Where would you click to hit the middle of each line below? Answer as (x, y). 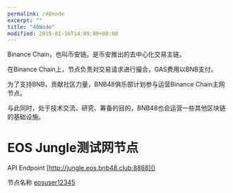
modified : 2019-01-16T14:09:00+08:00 (63, 33)
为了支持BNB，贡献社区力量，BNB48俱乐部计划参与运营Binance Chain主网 (116, 85)
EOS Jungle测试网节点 (73, 148)
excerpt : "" (25, 20)
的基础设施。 (26, 117)
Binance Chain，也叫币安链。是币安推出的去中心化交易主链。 (96, 54)
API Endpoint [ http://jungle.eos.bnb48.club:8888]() (82, 168)
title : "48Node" (31, 27)
